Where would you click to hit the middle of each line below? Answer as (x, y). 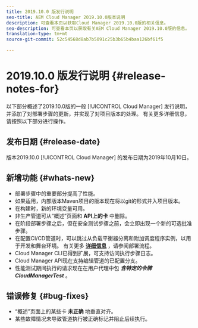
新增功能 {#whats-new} (51, 178)
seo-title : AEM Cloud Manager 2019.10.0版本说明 (66, 17)
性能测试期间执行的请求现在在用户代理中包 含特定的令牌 (83, 268)
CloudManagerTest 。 (43, 276)
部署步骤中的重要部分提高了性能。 (56, 193)
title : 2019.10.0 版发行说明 (40, 12)
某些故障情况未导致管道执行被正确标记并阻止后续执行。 (82, 319)
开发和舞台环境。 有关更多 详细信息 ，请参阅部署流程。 (87, 246)
